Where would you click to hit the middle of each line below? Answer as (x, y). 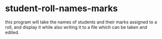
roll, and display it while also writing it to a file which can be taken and (76, 27)
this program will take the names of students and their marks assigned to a (81, 22)
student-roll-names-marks (61, 9)
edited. (12, 32)
